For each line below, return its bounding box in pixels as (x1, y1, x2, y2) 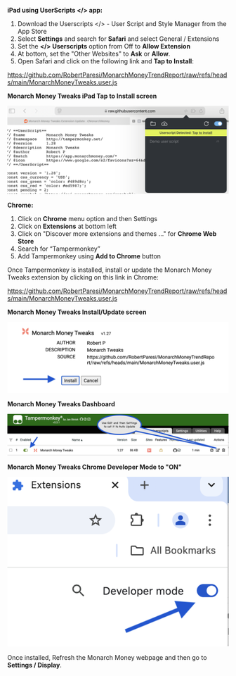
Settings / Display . (7, 661, 62, 670)
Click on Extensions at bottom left (17, 222, 117, 230)
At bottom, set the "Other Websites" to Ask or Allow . (17, 49, 171, 58)
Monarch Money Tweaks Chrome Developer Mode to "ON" (7, 463, 182, 471)
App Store (17, 27, 47, 35)
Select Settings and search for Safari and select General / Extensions (17, 35, 220, 43)
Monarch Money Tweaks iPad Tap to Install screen (7, 92, 157, 100)
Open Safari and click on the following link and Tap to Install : (17, 57, 195, 65)
